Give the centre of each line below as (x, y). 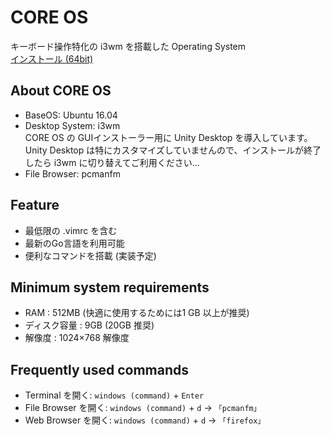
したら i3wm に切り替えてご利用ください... (112, 162)
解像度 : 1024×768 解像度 (77, 338)
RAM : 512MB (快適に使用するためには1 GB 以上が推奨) (137, 313)
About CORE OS (61, 91)
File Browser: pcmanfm (72, 173)
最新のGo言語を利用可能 (74, 243)
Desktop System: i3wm (72, 125)
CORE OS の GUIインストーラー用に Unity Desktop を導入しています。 (168, 137)
